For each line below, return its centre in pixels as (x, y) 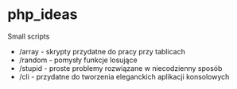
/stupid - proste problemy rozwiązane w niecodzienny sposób (120, 68)
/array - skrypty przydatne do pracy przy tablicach (102, 51)
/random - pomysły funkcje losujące (78, 60)
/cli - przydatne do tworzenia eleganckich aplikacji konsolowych (124, 76)
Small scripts (29, 36)
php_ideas (43, 15)
